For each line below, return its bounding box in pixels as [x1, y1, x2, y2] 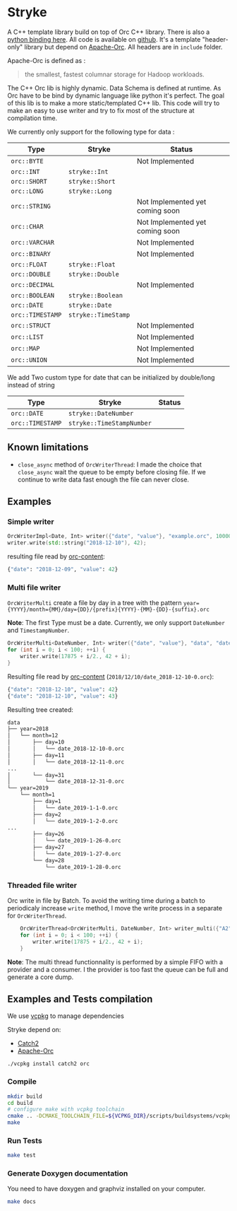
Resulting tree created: [7, 705, 74, 714]
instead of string [7, 380, 55, 389]
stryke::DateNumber [68, 409, 134, 417]
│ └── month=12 [7, 732, 59, 739]
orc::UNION [11, 356, 47, 364]
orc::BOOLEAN [11, 291, 55, 299]
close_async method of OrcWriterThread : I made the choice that [17, 460, 202, 469]
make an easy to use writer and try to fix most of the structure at [7, 106, 195, 115]
